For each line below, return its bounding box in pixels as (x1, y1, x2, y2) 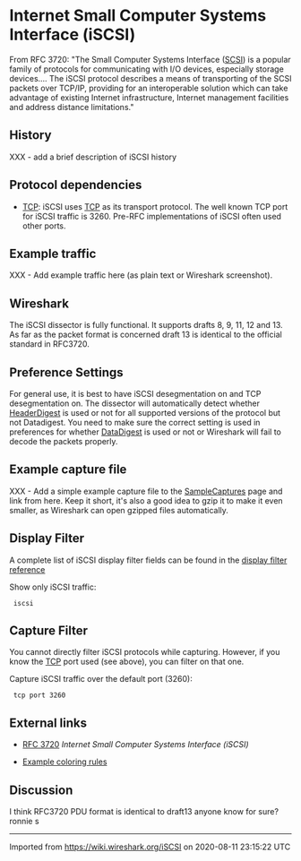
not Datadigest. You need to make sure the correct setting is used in (9, 418, 261, 427)
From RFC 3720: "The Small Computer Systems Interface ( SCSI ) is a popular (9, 54, 291, 65)
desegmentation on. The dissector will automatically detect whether (9, 398, 260, 409)
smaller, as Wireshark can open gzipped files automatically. (9, 504, 228, 515)
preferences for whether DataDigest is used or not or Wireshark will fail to (9, 426, 282, 437)
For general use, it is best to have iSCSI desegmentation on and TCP (9, 389, 262, 399)
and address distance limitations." (9, 101, 134, 112)
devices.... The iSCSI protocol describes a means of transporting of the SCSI (9, 73, 292, 83)
